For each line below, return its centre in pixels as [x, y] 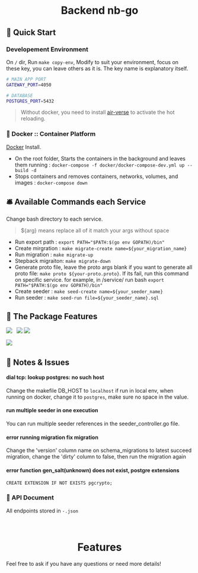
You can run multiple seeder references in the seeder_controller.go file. [93, 424]
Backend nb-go [100, 10]
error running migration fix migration [52, 437]
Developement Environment [47, 49]
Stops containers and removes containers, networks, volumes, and [96, 176]
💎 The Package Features [52, 316]
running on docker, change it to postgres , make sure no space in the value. [97, 397]
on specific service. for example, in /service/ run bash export [89, 280]
